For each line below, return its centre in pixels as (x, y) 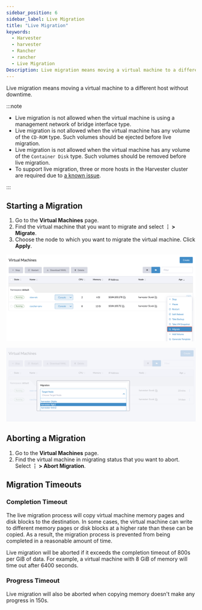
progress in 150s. (28, 600)
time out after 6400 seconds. (42, 565)
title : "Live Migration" (37, 25)
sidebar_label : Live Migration (45, 19)
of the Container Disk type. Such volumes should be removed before (100, 156)
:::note (14, 106)
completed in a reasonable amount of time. (60, 541)
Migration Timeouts (44, 485)
